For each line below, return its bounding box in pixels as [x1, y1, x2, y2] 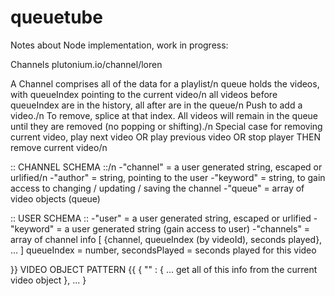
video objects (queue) [10, 192, 101, 205]
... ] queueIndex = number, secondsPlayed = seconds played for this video [10, 244, 317, 256]
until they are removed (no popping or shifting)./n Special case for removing [10, 120, 323, 132]
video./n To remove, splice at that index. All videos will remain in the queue [10, 109, 319, 121]
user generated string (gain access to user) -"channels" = [71, 222, 311, 235]
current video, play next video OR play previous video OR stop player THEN [10, 131, 321, 143]
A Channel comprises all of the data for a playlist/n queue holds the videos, [10, 77, 320, 90]
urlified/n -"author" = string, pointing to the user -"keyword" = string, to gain [10, 171, 326, 183]
